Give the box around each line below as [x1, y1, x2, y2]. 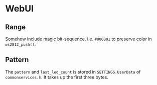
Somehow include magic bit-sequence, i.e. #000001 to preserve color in [5, 36, 152, 42]
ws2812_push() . [5, 41, 36, 47]
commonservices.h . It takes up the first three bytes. [5, 74, 109, 80]
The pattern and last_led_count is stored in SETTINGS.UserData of [5, 69, 141, 75]
